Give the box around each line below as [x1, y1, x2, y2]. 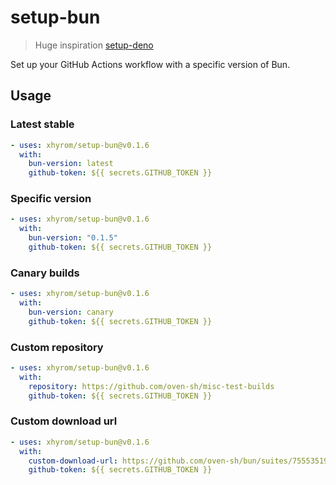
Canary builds [10, 266, 80, 280]
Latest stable [10, 117, 75, 131]
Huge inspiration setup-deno [34, 39, 154, 51]
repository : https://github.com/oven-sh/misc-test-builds [28, 381, 275, 391]
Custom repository [10, 340, 104, 354]
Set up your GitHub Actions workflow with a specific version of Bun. [10, 58, 291, 70]
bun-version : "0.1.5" [28, 233, 118, 243]
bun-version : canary [28, 307, 114, 317]
